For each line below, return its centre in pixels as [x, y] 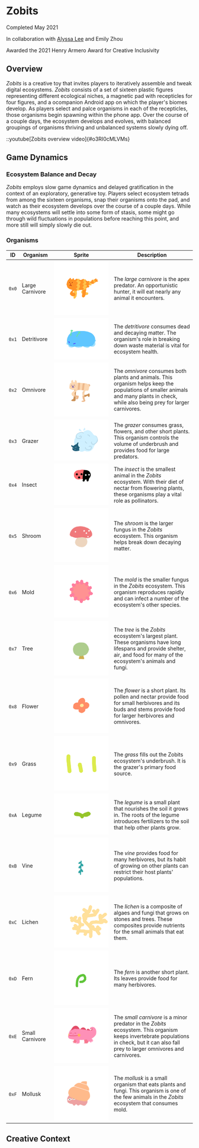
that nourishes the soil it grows [151, 808]
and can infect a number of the [151, 598]
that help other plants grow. [147, 827]
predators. [126, 457]
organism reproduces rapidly [149, 592]
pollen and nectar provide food [151, 697]
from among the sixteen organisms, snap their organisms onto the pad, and [98, 200]
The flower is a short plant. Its [150, 691]
